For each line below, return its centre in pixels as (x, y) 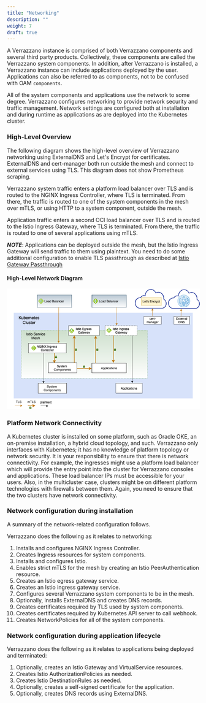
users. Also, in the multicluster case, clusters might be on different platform (102, 482)
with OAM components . (35, 83)
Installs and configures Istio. (51, 561)
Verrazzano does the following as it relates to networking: (80, 536)
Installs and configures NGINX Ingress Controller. (78, 548)
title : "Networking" (33, 13)
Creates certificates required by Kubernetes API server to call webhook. (107, 613)
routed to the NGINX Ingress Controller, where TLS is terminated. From (96, 195)
